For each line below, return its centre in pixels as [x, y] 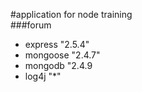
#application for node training [71, 14]
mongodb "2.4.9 [58, 65]
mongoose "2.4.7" [62, 55]
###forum [31, 25]
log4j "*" [43, 76]
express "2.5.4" [57, 44]
